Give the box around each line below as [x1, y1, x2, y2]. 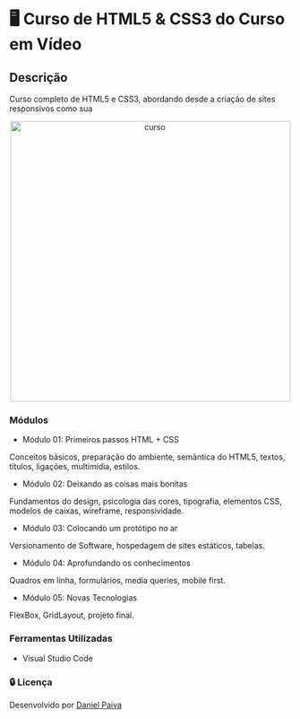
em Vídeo [9, 34, 82, 55]
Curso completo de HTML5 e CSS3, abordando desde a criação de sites [9, 93, 276, 104]
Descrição [9, 70, 68, 85]
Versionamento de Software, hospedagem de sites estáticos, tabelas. [9, 540, 266, 551]
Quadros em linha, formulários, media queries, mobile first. [9, 575, 227, 586]
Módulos [9, 414, 49, 426]
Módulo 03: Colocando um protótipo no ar [21, 523, 178, 534]
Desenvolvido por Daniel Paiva [9, 699, 123, 710]
